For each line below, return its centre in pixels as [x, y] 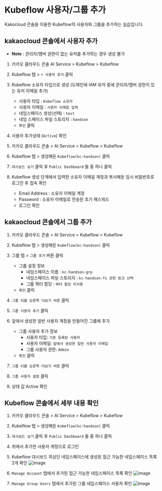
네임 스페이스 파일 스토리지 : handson [53, 119]
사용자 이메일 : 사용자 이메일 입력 [48, 107]
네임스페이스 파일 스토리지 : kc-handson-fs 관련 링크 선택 [80, 278]
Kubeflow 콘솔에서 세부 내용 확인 [52, 403]
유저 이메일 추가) [32, 91]
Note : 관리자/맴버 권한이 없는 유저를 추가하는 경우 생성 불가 [68, 53]
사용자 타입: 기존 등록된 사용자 [53, 337]
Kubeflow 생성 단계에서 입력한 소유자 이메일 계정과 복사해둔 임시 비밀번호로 [83, 177]
